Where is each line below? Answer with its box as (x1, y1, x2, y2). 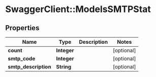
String (56, 63, 72, 70)
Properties (5, 24, 40, 32)
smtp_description (8, 63, 52, 70)
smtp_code (8, 55, 36, 62)
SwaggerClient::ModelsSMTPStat (5, 4, 151, 15)
